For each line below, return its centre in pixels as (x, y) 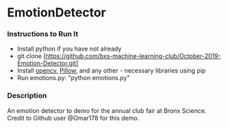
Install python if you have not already (69, 49)
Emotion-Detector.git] (48, 64)
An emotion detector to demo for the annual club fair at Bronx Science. (107, 110)
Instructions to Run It (43, 34)
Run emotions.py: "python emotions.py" (73, 78)
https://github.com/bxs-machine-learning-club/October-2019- (133, 56)
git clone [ (31, 56)
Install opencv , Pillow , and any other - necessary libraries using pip (111, 71)
